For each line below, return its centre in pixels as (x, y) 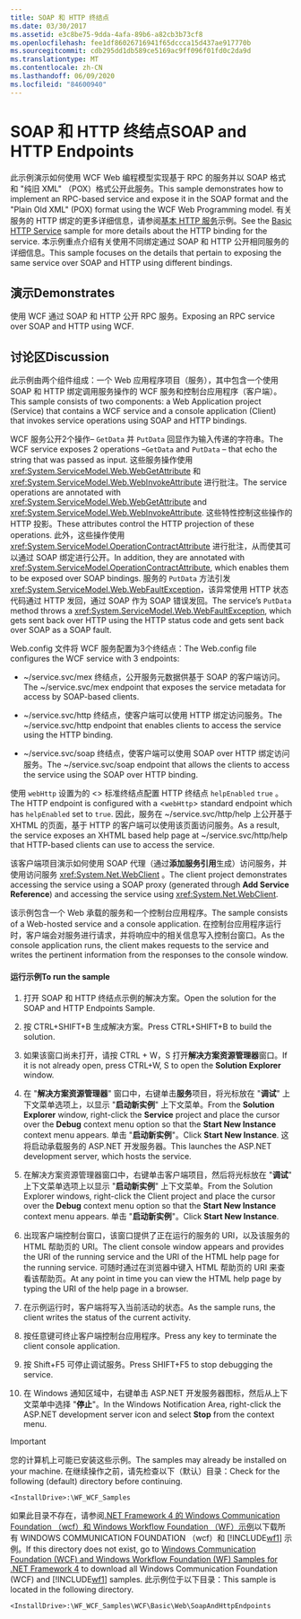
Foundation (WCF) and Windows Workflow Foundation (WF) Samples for (144, 1560)
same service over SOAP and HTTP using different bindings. (121, 262)
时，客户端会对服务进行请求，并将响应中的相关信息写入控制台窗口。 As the (148, 936)
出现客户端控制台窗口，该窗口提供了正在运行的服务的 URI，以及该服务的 (156, 1236)
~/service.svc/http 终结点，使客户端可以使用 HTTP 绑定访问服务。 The (153, 716)
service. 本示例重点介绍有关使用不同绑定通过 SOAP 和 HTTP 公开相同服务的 (150, 241)
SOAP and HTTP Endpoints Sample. (89, 1008)
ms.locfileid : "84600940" (58, 84)
